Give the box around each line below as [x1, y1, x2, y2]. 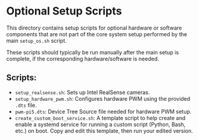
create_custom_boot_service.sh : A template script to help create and [14, 114, 186, 121]
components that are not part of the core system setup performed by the [6, 30, 188, 37]
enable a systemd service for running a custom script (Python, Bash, [14, 121, 186, 128]
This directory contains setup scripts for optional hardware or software [6, 24, 182, 31]
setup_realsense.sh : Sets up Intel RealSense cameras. [14, 89, 150, 96]
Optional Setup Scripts [6, 4, 122, 18]
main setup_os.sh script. [6, 37, 67, 44]
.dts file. [14, 101, 37, 109]
